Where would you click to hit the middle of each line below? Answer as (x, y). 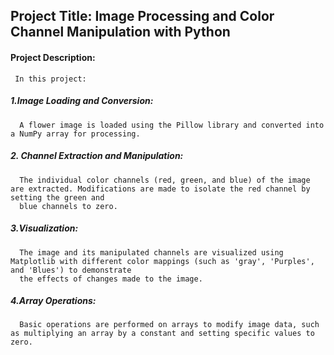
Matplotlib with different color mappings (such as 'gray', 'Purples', (162, 261)
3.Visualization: (44, 228)
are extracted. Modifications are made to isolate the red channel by (160, 189)
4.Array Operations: (53, 301)
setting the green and (57, 197)
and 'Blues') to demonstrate (71, 270)
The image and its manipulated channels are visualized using (151, 252)
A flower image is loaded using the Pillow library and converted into (172, 125)
